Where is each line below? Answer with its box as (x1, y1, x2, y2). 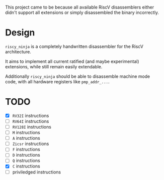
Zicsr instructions (12, 141, 49, 147)
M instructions (12, 130, 41, 136)
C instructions (12, 163, 41, 169)
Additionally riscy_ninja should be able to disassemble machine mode (5, 73, 150, 79)
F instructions (12, 147, 41, 153)
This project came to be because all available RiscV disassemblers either (5, 4, 154, 10)
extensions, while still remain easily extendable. (5, 63, 103, 69)
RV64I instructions (12, 118, 49, 124)
